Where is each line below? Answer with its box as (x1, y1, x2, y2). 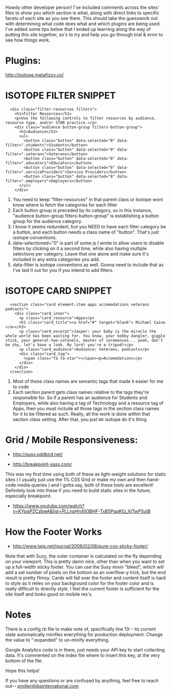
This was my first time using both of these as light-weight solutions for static (5, 471, 166, 477)
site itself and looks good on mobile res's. (5, 591, 93, 597)
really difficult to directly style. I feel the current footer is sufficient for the (5, 585, 160, 592)
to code (12, 384, 29, 390)
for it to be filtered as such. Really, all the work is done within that (12, 411, 151, 417)
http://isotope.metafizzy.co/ (5, 72, 64, 78)
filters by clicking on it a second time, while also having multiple (12, 245, 147, 251)
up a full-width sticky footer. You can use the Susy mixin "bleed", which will (5, 563, 164, 570)
